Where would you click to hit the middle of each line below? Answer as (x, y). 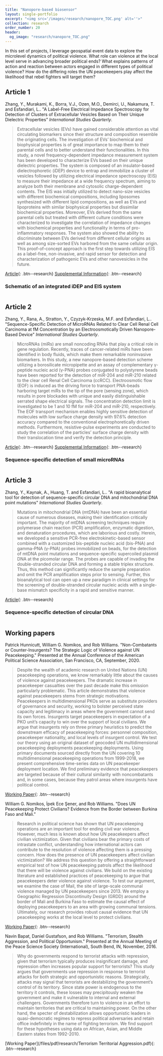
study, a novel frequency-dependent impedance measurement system (87, 155)
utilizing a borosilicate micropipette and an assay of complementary (85, 364)
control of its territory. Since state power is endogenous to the (79, 987)
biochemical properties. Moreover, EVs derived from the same (79, 212)
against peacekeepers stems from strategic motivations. (73, 696)
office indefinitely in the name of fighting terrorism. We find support (85, 1024)
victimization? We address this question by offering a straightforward (86, 860)
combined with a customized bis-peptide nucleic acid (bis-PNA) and (85, 543)
